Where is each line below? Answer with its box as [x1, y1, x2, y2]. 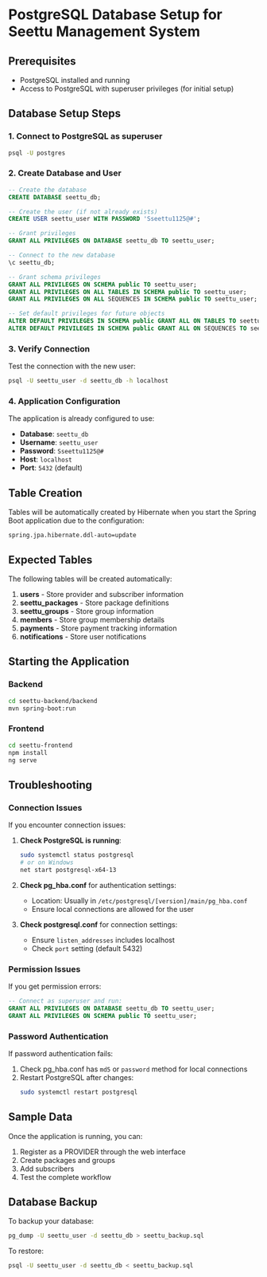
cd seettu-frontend [8, 741, 73, 749]
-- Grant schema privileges [8, 273, 102, 281]
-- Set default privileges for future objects [8, 309, 165, 318]
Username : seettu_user [19, 438, 99, 447]
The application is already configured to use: [8, 414, 155, 423]
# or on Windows [19, 859, 74, 866]
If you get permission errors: [8, 982, 102, 992]
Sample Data [8, 1110, 73, 1124]
